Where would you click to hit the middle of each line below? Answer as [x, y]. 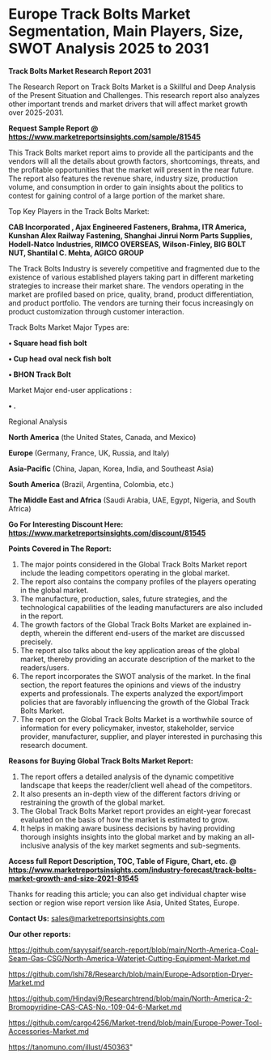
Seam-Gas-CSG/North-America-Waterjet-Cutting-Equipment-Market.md [129, 958]
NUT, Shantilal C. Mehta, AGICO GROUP [76, 253]
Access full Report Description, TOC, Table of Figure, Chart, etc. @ [123, 861]
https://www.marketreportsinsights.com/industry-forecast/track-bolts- [133, 870]
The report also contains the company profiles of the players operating [138, 581]
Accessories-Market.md [49, 1031]
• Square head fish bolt [48, 343]
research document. [54, 745]
